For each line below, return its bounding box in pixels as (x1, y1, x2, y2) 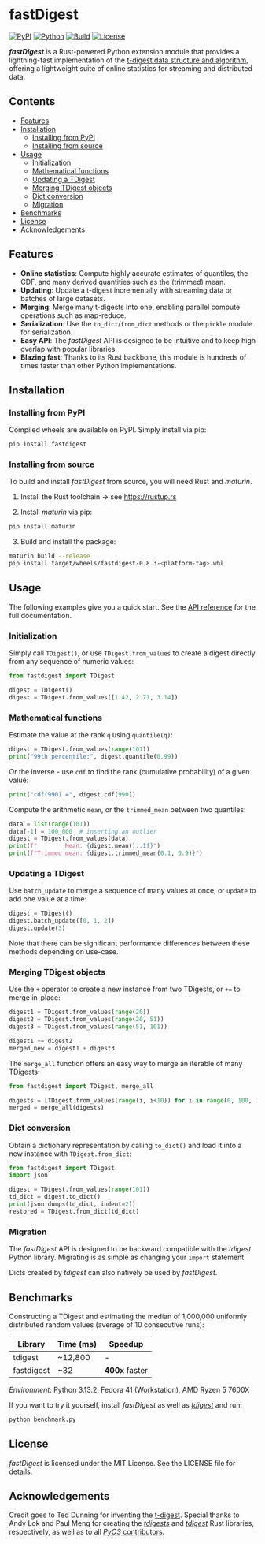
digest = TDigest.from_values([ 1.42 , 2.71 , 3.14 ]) (9, 693, 179, 701)
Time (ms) (57, 1338, 98, 1349)
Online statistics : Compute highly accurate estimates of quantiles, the (20, 268, 248, 278)
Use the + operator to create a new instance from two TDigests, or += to (9, 984, 241, 994)
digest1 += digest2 (9, 1037, 73, 1045)
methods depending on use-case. (9, 947, 119, 956)
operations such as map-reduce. (20, 310, 127, 320)
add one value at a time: (9, 894, 87, 904)
